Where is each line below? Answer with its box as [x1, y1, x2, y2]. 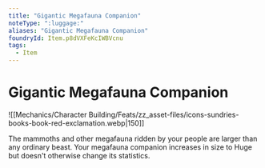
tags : [8, 42, 26, 50]
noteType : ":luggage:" [8, 19, 84, 27]
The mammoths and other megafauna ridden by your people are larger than [8, 134, 258, 143]
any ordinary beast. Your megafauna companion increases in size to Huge [8, 142, 253, 152]
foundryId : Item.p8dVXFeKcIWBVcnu [8, 34, 124, 42]
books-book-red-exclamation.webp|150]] [8, 118, 145, 128]
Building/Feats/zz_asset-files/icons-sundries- [88, 110, 239, 119]
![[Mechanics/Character [8, 110, 87, 119]
